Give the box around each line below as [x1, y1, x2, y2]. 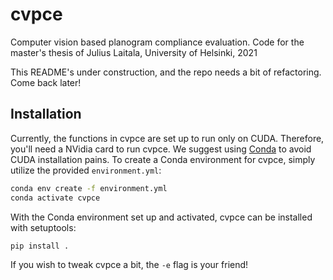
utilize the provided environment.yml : [10, 164, 162, 176]
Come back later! [10, 76, 82, 88]
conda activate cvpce [10, 193, 101, 203]
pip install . [10, 241, 70, 251]
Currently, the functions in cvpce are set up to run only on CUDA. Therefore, [10, 132, 325, 144]
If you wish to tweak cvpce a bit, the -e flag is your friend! [10, 259, 249, 271]
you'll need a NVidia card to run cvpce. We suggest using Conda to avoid [10, 143, 312, 155]
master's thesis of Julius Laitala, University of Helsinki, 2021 [10, 46, 258, 58]
